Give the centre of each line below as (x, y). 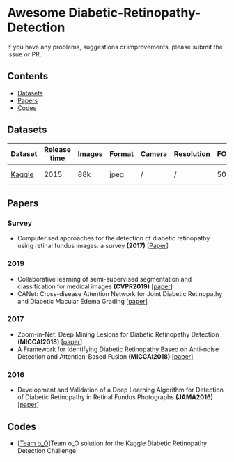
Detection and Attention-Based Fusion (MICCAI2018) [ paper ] (105, 356)
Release (58, 149)
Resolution (192, 153)
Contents (28, 76)
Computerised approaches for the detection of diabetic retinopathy (114, 238)
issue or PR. (24, 54)
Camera (154, 153)
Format (122, 153)
